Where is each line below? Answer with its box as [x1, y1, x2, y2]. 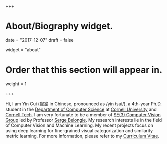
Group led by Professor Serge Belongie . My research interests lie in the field [5, 117, 162, 123]
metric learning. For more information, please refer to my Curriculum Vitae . [5, 133, 159, 139]
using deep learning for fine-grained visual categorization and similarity [5, 127, 153, 133]
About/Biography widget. [5, 21, 113, 32]
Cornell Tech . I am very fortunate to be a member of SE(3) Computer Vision [5, 111, 161, 118]
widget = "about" [5, 46, 41, 53]
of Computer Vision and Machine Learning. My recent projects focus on [5, 122, 154, 128]
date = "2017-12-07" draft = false [5, 37, 74, 43]
